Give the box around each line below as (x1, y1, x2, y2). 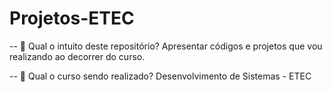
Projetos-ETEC (9, 7, 135, 30)
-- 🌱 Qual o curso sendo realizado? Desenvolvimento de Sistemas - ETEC (9, 70, 312, 82)
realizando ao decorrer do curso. (9, 50, 146, 62)
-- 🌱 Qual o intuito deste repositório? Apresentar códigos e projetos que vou (9, 40, 323, 52)
